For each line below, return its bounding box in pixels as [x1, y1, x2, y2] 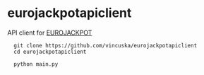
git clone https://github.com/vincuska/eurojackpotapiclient [13, 42, 198, 49]
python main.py [13, 60, 59, 68]
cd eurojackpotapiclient [13, 48, 87, 55]
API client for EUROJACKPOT [7, 28, 92, 37]
